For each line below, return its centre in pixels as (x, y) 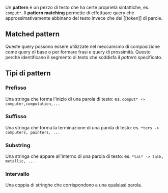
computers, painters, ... (33, 132)
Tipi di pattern (28, 73)
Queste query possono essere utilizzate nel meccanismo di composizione (83, 46)
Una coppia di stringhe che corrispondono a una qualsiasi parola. (74, 185)
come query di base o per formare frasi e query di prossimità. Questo (78, 52)
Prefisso (16, 88)
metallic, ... (20, 161)
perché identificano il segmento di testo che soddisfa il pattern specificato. (84, 57)
